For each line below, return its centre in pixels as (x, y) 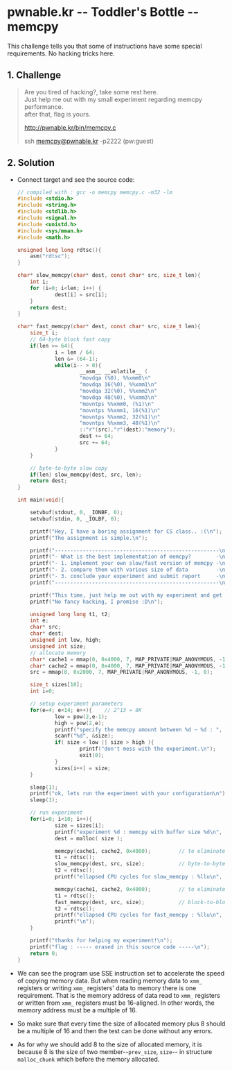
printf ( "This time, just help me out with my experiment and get (126, 595)
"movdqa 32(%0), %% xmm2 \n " (118, 391)
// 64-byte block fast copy (70, 340)
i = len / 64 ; (75, 352)
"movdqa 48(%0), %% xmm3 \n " (118, 397)
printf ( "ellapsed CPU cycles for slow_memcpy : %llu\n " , (139, 877)
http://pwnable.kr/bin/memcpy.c (70, 127)
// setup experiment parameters (77, 704)
